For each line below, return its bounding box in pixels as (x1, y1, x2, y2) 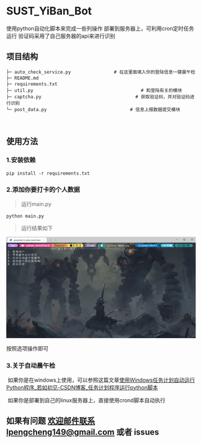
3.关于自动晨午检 (6, 361, 56, 370)
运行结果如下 (20, 224, 53, 232)
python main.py (6, 213, 44, 219)
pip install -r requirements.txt (6, 170, 90, 176)
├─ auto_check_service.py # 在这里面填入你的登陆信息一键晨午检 (6, 69, 195, 75)
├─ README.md (6, 75, 39, 81)
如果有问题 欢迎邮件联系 (6, 416, 95, 426)
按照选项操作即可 (6, 345, 49, 352)
